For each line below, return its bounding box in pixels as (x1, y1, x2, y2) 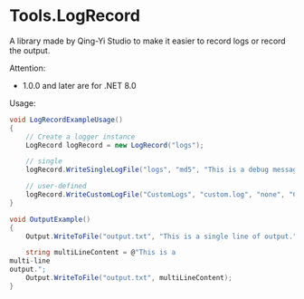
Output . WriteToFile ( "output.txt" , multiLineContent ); (25, 274, 233, 283)
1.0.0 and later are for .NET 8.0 (22, 80, 138, 91)
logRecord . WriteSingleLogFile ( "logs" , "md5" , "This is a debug (25, 165, 270, 175)
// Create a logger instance (25, 132, 136, 141)
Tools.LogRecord (9, 5, 140, 26)
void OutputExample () (9, 215, 91, 224)
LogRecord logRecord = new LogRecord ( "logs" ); (25, 140, 204, 149)
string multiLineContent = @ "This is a (25, 248, 176, 257)
